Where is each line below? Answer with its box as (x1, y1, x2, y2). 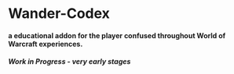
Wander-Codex (8, 5, 110, 23)
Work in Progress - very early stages (8, 57, 131, 66)
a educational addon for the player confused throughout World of (8, 30, 226, 40)
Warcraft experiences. (8, 39, 83, 48)
